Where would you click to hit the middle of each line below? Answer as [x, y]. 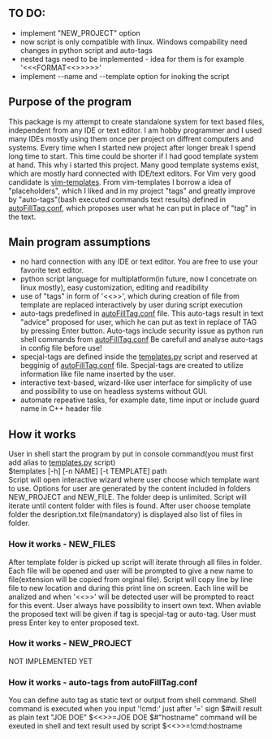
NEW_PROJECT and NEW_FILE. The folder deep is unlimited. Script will [128, 497]
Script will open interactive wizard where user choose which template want [134, 480]
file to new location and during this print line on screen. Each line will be [129, 588]
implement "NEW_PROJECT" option [80, 33]
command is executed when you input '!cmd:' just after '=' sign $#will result [135, 709]
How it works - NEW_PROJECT [70, 644]
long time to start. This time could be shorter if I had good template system [134, 156]
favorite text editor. [52, 270]
